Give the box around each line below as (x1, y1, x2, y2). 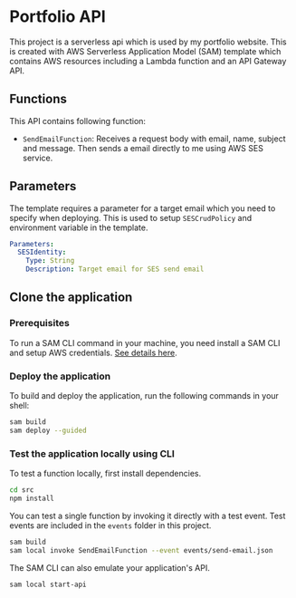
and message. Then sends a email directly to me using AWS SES (22, 142, 264, 153)
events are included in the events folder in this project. (9, 519, 212, 531)
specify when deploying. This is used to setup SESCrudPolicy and (9, 212, 253, 223)
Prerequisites (9, 317, 70, 330)
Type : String (25, 256, 75, 265)
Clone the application (9, 290, 133, 305)
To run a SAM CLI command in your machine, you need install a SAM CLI (9, 337, 281, 348)
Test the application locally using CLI (9, 447, 175, 459)
